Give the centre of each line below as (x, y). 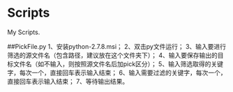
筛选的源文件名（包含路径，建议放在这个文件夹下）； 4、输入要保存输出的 (112, 55)
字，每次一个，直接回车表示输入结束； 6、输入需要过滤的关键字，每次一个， (117, 72)
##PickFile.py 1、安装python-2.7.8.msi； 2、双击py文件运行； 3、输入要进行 (117, 46)
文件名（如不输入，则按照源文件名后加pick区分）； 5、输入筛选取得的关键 (118, 63)
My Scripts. (24, 32)
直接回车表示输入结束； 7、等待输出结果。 (68, 81)
